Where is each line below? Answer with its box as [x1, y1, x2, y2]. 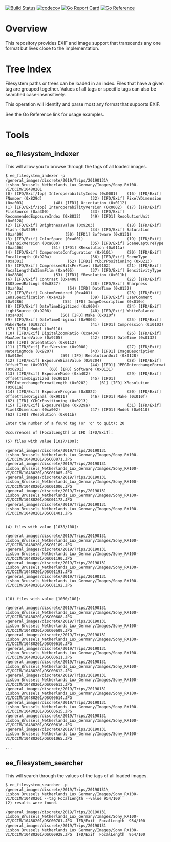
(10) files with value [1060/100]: [5, 596, 81, 601]
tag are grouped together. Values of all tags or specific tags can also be [5, 85, 156, 92]
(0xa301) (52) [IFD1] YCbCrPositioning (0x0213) [5, 259, 153, 264]
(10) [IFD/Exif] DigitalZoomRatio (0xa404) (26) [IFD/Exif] [5, 331, 161, 336]
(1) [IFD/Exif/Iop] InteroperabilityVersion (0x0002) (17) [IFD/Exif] [5, 205, 161, 210]
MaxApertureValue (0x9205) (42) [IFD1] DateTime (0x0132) [5, 335, 157, 341]
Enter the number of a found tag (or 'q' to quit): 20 [5, 421, 125, 426]
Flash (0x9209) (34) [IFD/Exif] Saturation [5, 227, 150, 232]
